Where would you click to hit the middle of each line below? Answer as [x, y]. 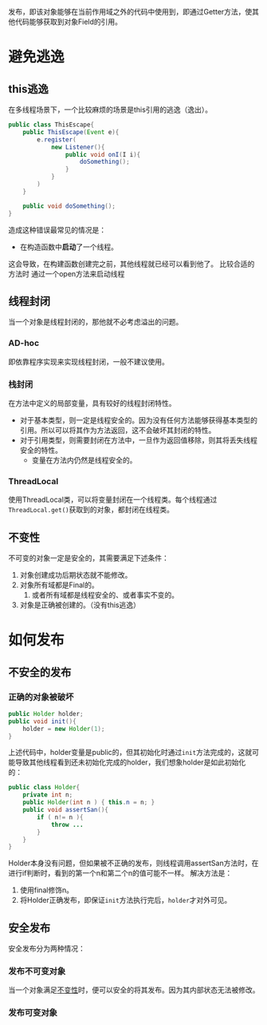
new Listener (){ [78, 147]
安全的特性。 [41, 450]
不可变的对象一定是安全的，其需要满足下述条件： [88, 558]
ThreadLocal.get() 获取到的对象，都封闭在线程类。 [91, 510]
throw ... [67, 824]
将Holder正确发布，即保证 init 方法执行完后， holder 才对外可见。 [126, 900]
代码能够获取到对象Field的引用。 [68, 22]
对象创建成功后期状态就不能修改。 [76, 575]
